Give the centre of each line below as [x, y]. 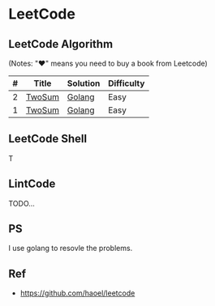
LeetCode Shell [48, 139]
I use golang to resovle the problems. [71, 249]
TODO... [21, 203]
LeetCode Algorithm [61, 44]
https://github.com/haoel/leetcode [77, 293]
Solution [84, 83]
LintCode [32, 184]
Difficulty [127, 83]
